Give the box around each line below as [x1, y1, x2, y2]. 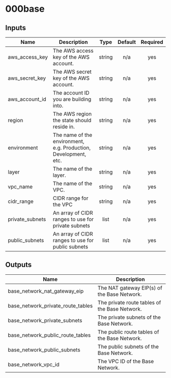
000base [5, 3, 45, 15]
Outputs [5, 261, 32, 269]
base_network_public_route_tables [8, 332, 91, 339]
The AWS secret [52, 68, 92, 75]
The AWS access [52, 47, 94, 54]
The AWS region [52, 110, 92, 117]
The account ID [52, 89, 90, 96]
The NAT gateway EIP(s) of [97, 284, 163, 291]
